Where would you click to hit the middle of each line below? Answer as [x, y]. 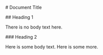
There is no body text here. [34, 27]
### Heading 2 [21, 37]
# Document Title [24, 7]
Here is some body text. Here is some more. [52, 47]
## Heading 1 [19, 17]
